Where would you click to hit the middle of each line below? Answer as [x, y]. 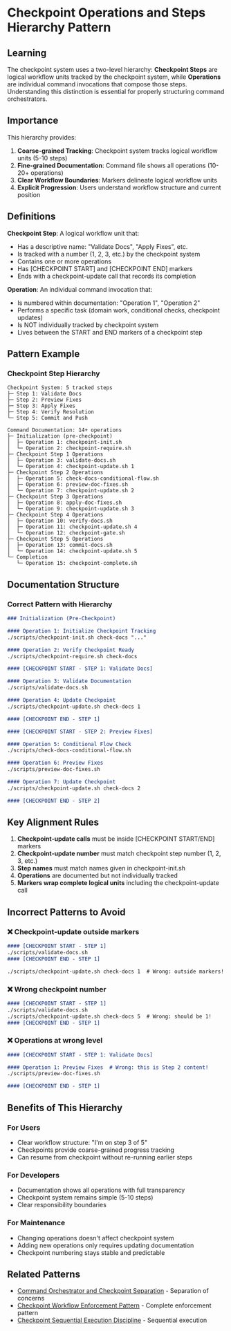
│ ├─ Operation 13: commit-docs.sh [60, 545]
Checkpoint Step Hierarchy [54, 373]
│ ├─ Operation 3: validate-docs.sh [62, 460]
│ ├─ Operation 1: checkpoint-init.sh [65, 443]
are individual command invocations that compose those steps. [97, 84]
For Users [24, 1127]
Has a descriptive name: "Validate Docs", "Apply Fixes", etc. [102, 246]
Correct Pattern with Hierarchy [60, 604]
